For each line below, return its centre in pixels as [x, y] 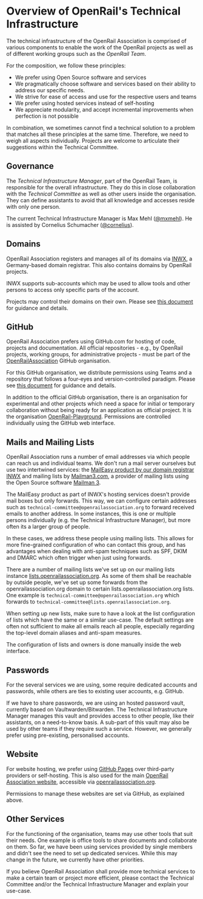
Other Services [35, 819]
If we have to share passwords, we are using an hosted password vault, [96, 703]
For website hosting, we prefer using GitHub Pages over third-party [90, 768]
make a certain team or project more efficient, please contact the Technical [100, 878]
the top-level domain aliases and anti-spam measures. [74, 633]
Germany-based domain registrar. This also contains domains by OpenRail [99, 265]
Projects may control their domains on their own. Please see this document [100, 301]
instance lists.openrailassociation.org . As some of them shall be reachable [99, 576]
